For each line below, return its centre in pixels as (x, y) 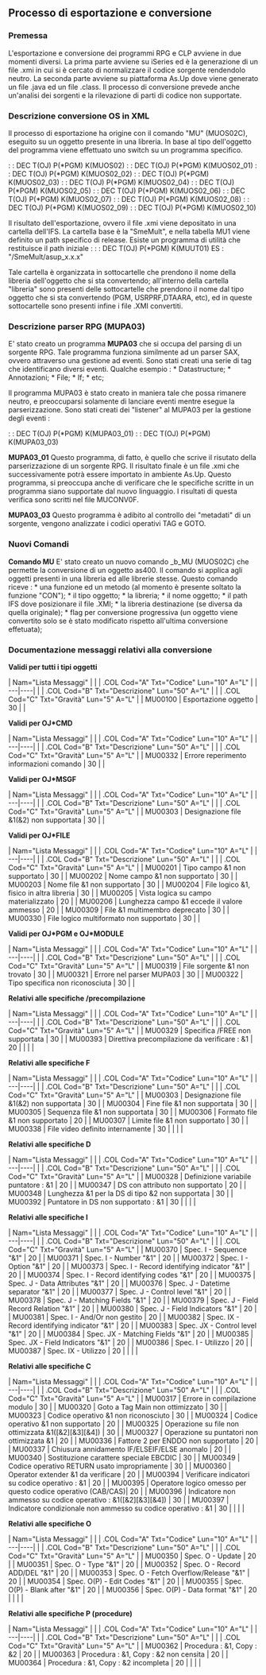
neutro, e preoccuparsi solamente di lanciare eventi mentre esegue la (122, 401)
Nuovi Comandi (39, 544)
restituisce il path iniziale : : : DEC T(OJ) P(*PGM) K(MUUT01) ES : (116, 248)
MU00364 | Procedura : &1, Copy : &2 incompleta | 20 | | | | (105, 1662)
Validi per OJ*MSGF (42, 779)
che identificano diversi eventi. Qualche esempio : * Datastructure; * (120, 369)
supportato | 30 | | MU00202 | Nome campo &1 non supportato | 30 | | (123, 876)
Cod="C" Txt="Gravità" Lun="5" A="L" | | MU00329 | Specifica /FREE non (130, 1030)
